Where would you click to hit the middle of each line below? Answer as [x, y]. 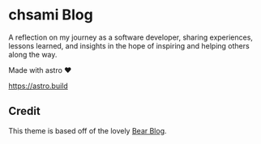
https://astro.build [39, 86]
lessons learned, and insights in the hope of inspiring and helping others [129, 45]
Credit [24, 111]
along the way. [33, 54]
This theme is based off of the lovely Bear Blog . [88, 130]
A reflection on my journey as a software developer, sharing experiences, [131, 37]
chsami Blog [51, 15]
